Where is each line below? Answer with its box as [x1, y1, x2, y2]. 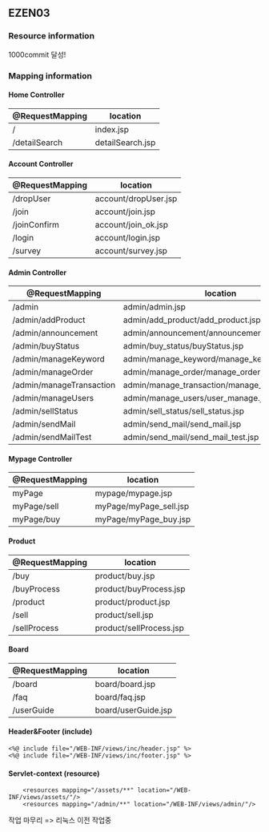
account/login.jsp [94, 232, 161, 244]
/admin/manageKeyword [12, 353, 106, 365]
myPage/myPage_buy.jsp [94, 514, 191, 525]
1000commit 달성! [8, 50, 66, 59]
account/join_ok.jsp [94, 220, 168, 231]
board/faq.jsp [94, 691, 147, 702]
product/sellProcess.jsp [94, 622, 184, 633]
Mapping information [8, 70, 92, 81]
